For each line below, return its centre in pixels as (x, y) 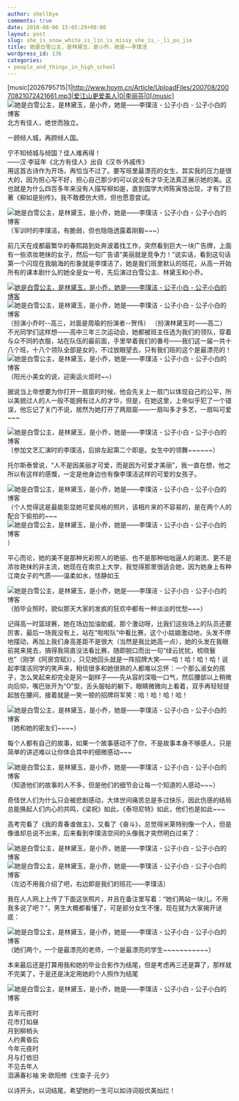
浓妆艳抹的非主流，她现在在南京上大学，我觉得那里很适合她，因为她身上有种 (119, 567)
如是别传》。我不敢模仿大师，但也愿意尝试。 (90, 197)
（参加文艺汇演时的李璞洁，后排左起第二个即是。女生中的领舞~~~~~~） (113, 450)
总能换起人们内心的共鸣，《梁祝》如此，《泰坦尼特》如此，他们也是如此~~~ (116, 809)
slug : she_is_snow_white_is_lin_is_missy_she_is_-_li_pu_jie (100, 41)
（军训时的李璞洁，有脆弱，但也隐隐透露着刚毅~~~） (85, 230)
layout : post (27, 34)
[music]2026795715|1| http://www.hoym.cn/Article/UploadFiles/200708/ (112, 87)
